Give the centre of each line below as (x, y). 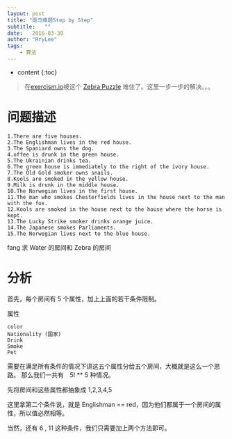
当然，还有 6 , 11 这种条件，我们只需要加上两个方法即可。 (89, 428)
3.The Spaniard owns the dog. (51, 148)
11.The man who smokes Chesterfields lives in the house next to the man (116, 197)
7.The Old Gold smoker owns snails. (60, 173)
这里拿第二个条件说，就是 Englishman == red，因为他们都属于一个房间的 (111, 404)
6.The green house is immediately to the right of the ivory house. (108, 167)
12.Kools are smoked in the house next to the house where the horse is (115, 209)
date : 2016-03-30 (35, 33)
